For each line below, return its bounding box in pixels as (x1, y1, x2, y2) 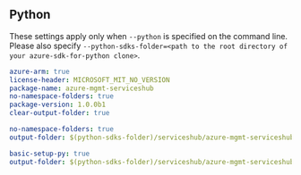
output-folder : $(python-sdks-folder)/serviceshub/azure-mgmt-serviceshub (9, 157, 295, 166)
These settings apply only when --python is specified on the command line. (9, 30, 288, 41)
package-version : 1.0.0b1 (9, 100, 106, 110)
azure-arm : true (9, 67, 70, 76)
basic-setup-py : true (9, 149, 90, 158)
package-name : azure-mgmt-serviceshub (9, 84, 154, 93)
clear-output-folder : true (9, 109, 110, 118)
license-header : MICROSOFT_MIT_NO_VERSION (9, 75, 170, 84)
